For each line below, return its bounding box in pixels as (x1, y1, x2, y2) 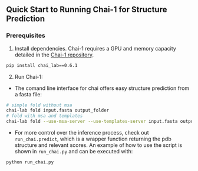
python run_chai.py (6, 159, 54, 165)
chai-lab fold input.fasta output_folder (6, 108, 110, 113)
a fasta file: (14, 90, 42, 98)
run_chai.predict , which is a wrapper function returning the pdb (14, 135, 172, 143)
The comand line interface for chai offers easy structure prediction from (14, 85, 190, 92)
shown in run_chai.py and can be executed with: (14, 148, 133, 155)
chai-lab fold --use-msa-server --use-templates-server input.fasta (6, 119, 178, 125)
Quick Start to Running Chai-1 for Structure (6, 5, 167, 15)
